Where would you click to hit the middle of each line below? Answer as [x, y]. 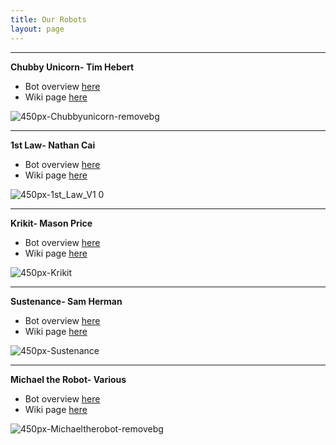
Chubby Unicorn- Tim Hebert [72, 67]
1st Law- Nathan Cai [53, 145]
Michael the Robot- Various [68, 379]
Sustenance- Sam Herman [66, 301]
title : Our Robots [48, 19]
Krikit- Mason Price [51, 223]
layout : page [37, 29]
